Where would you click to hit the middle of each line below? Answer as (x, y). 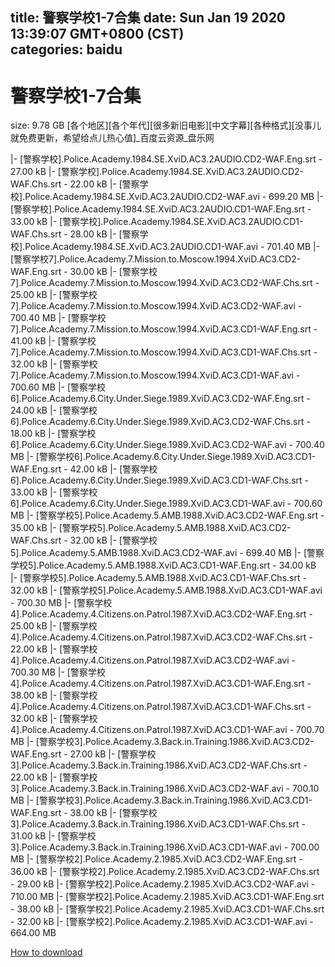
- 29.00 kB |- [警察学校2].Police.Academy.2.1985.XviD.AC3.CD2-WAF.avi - (163, 884)
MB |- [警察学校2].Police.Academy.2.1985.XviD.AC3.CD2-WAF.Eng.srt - (156, 859)
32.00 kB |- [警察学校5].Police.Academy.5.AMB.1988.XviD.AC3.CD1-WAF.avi (166, 590)
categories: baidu (66, 49)
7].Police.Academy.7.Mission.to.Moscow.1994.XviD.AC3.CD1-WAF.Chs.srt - (164, 352)
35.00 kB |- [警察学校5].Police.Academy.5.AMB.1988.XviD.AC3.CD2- (151, 528)
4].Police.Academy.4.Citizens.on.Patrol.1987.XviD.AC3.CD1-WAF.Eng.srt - (161, 684)
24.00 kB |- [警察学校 (54, 410)
